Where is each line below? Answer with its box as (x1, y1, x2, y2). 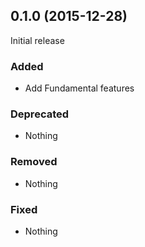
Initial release (10, 34, 65, 46)
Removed (10, 155, 58, 169)
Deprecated (10, 107, 70, 121)
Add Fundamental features (24, 82, 135, 94)
